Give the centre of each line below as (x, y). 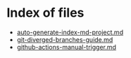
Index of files (45, 13)
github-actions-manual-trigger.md (67, 47)
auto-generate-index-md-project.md (70, 32)
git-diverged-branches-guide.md (65, 39)
